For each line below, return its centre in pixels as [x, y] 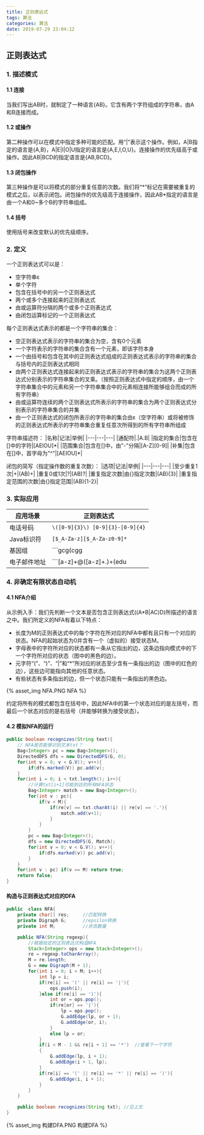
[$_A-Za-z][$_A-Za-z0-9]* [90, 539]
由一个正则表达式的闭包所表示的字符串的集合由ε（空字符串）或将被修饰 [105, 417]
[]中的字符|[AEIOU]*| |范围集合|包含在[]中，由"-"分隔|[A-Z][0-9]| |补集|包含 [101, 445]
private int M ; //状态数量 [62, 926]
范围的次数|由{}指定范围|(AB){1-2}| [55, 481]
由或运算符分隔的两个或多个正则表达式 [63, 307]
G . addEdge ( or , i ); [84, 1022]
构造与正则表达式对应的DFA [41, 896]
